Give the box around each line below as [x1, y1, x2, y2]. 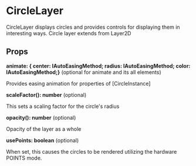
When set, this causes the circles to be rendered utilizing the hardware [6, 148, 177, 155]
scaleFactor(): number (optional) [6, 91, 87, 98]
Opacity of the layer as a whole [6, 125, 82, 133]
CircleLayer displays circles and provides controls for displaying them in [6, 23, 180, 31]
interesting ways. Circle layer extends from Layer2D [6, 29, 131, 36]
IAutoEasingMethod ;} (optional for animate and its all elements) [6, 69, 161, 76]
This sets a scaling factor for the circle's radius [6, 103, 120, 110]
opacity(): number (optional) [6, 114, 76, 121]
